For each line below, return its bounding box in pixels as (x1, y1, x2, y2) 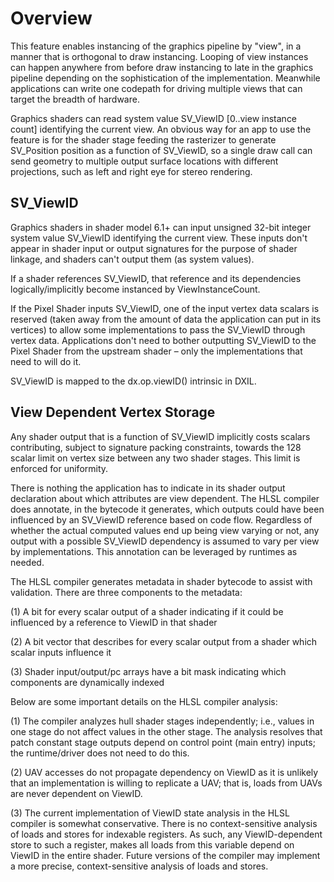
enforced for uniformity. (10, 462, 109, 474)
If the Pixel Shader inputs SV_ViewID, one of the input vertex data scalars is (10, 302, 320, 314)
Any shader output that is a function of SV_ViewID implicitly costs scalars (10, 430, 311, 442)
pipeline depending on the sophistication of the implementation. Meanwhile (10, 72, 321, 84)
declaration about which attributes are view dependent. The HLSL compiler (10, 492, 320, 504)
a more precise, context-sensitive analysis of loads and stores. (10, 860, 269, 872)
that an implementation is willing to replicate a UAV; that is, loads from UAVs (10, 777, 323, 789)
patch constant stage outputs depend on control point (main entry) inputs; (10, 736, 316, 748)
